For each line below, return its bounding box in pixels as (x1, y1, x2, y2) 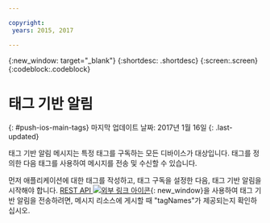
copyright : (8, 19, 45, 27)
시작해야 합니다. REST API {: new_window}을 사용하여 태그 (8, 186, 254, 196)
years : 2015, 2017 (11, 26, 74, 35)
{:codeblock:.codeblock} (8, 64, 91, 73)
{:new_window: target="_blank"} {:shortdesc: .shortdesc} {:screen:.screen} (8, 56, 259, 65)
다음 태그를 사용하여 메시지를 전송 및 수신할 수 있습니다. (23, 159, 197, 168)
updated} (8, 132, 39, 142)
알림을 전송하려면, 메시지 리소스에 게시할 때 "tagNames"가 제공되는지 (16, 196, 236, 205)
